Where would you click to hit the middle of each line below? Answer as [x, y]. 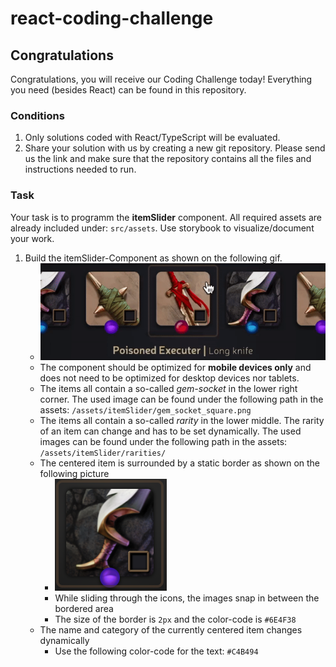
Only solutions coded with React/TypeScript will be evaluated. [152, 138]
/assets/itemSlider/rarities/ [103, 453]
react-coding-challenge [112, 18]
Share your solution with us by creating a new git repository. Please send [175, 148]
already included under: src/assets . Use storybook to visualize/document [162, 228]
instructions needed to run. [80, 169]
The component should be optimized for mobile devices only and [175, 367]
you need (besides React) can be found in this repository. [128, 90]
